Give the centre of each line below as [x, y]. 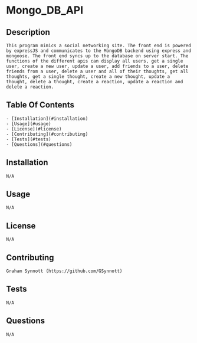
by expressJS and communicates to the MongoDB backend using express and [99, 51]
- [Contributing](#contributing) [47, 134]
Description [28, 32]
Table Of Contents [40, 105]
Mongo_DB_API [45, 10]
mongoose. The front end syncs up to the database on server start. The [97, 56]
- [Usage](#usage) [29, 124]
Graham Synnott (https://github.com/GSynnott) [64, 271]
